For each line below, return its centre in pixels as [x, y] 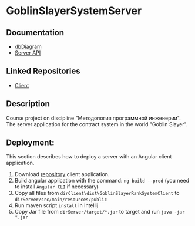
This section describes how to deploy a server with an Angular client [89, 157]
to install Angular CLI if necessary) [56, 187]
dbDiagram [28, 46]
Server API [28, 53]
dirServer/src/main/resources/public [61, 200]
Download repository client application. [62, 174]
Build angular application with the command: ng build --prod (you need [102, 181]
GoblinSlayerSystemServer [74, 11]
